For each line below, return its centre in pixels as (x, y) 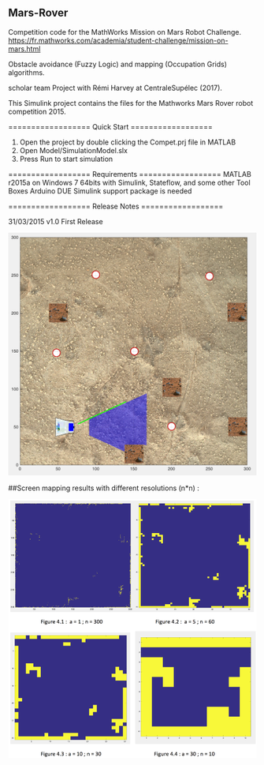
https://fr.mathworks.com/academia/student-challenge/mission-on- (118, 40)
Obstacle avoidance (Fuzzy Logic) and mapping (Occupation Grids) (117, 64)
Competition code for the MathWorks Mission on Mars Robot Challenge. (125, 32)
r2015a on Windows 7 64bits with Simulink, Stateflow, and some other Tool (129, 182)
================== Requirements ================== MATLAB (130, 174)
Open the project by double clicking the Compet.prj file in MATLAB (128, 142)
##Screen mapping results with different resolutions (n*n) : (104, 488)
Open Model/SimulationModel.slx (74, 150)
